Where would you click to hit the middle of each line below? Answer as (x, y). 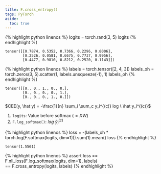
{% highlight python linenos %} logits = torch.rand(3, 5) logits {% (70, 37)
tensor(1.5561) (21, 147)
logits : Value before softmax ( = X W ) (50, 116)
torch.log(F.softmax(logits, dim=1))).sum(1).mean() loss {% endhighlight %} (81, 137)
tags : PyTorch (20, 14)
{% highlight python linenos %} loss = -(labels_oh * (57, 132)
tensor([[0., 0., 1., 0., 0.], (37, 89)
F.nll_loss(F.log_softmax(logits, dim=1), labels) (51, 161)
